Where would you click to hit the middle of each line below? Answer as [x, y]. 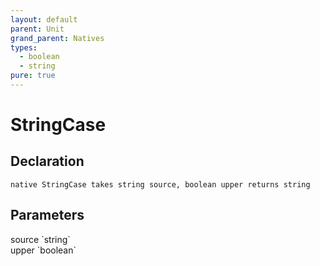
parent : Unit [37, 29]
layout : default [44, 19]
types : [24, 47]
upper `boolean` [43, 250]
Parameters [47, 215]
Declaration [47, 161]
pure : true [33, 76]
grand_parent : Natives [57, 38]
